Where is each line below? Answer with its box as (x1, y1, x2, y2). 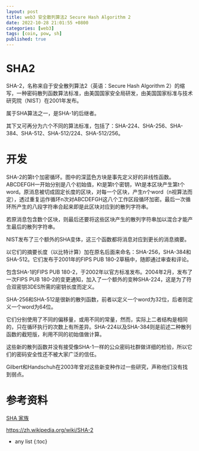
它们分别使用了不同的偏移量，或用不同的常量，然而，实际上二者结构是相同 (6, 316, 188, 323)
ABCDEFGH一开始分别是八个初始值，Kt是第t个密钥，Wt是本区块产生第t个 (6, 180, 185, 188)
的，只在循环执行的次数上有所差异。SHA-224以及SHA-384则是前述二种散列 (6, 323, 191, 330)
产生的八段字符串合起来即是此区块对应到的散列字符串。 (16, 203, 152, 210)
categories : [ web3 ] (6, 25, 54, 31)
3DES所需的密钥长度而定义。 (26, 283, 98, 290)
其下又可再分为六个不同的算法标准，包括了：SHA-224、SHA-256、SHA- (6, 122, 184, 129)
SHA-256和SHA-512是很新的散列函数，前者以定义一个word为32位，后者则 (6, 296, 188, 303)
